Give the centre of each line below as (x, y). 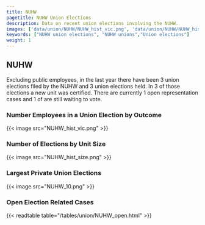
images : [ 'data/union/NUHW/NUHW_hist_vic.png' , (68, 29)
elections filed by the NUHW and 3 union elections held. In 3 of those (93, 86)
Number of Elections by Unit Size (56, 144)
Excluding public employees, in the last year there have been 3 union (93, 79)
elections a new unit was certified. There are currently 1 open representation (102, 93)
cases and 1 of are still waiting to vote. (54, 99)
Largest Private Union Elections (54, 173)
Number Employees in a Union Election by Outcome (84, 115)
